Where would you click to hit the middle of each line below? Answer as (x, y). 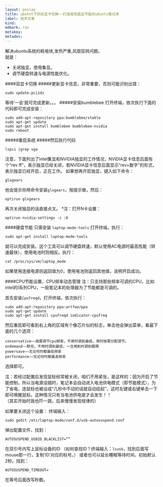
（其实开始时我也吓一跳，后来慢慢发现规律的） (52, 401)
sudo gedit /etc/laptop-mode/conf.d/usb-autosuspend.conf (65, 420)
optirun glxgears (23, 199)
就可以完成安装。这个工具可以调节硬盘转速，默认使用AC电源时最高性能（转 (80, 246)
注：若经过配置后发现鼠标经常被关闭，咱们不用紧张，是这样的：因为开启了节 (81, 376)
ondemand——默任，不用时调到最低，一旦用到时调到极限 (52, 346)
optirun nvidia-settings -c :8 (37, 218)
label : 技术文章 (20, 18)
